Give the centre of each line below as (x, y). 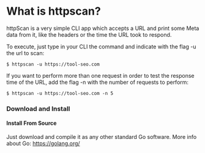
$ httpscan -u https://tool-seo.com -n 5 (60, 93)
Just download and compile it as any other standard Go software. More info (102, 137)
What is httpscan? (54, 11)
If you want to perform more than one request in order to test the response (100, 75)
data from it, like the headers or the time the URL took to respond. (89, 34)
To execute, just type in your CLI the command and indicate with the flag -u (101, 47)
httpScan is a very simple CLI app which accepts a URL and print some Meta (103, 28)
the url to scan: (25, 53)
